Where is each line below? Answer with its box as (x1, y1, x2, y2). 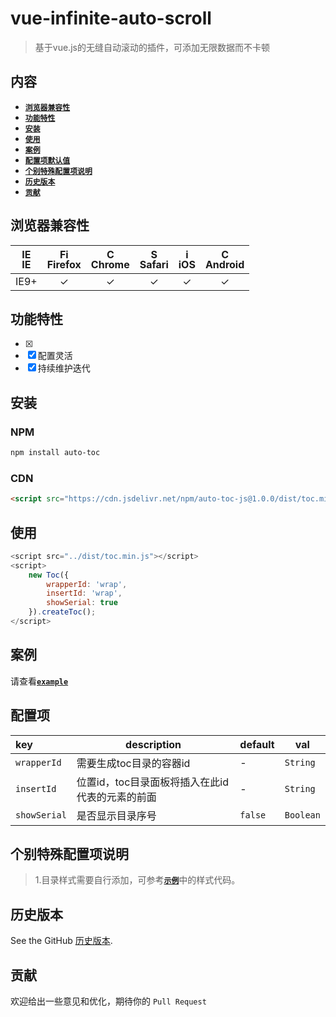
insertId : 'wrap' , (46, 588, 123, 599)
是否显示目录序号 (76, 808, 157, 822)
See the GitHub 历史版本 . (10, 935, 113, 947)
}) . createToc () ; (28, 607, 97, 617)
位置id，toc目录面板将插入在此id (76, 775, 230, 789)
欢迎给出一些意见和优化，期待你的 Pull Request (10, 995, 207, 1007)
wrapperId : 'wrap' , (46, 579, 128, 589)
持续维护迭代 (37, 362, 91, 374)
